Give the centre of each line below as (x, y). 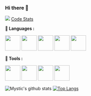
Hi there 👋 (17, 8)
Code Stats (22, 19)
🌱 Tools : (14, 59)
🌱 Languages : (20, 28)
